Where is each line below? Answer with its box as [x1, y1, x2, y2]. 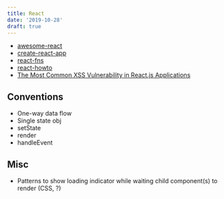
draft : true [7, 23, 41, 30]
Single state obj [17, 116, 62, 125]
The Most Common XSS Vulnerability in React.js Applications [17, 71, 191, 79]
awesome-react [17, 42, 63, 50]
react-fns [17, 56, 44, 65]
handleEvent [17, 138, 53, 147]
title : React [7, 10, 45, 17]
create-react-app [17, 49, 67, 57]
